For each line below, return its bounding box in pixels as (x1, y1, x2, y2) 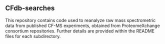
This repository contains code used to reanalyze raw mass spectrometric (5, 17, 156, 23)
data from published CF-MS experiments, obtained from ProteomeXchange (5, 22, 160, 28)
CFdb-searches (5, 4, 55, 12)
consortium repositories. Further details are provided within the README (5, 27, 155, 34)
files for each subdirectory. (5, 33, 61, 39)
